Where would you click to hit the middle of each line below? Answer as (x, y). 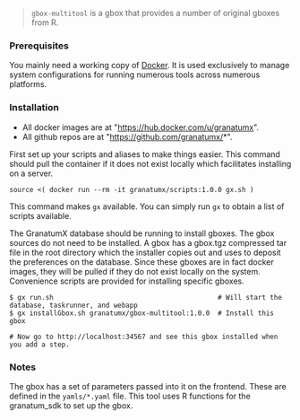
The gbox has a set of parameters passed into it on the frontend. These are (148, 386)
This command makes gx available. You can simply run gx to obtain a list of (147, 206)
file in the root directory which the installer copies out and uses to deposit (145, 252)
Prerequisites (39, 46)
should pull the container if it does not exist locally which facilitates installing (150, 163)
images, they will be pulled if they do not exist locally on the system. (135, 271)
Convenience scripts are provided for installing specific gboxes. (127, 281)
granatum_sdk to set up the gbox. (71, 405)
